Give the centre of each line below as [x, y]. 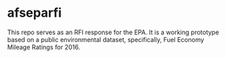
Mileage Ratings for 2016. [44, 47]
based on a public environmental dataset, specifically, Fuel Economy [106, 39]
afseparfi [35, 13]
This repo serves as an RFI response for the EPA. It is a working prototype [113, 32]
